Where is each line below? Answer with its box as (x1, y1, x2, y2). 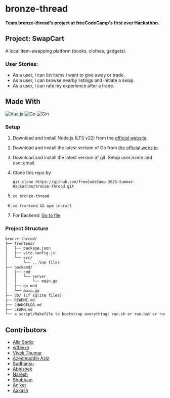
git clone (12, 180, 34, 185)
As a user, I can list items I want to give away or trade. (12, 72, 125, 78)
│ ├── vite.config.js (5, 251, 56, 256)
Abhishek (12, 366, 33, 372)
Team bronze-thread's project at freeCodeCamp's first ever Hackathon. (5, 20, 159, 26)
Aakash (12, 387, 29, 393)
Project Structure (5, 225, 49, 232)
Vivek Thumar (12, 350, 42, 356)
